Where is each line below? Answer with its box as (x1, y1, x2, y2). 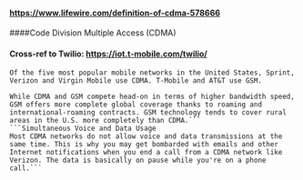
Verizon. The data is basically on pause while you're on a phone (9, 155, 267, 165)
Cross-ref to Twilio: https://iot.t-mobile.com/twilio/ (9, 48, 207, 59)
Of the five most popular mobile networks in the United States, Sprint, (9, 68, 296, 77)
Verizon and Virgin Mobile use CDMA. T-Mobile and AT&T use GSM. (9, 76, 262, 85)
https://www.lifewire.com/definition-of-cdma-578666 (9, 7, 221, 18)
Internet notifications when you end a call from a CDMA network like (9, 148, 283, 157)
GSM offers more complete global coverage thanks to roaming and (9, 100, 262, 109)
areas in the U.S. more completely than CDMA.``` (9, 116, 202, 125)
